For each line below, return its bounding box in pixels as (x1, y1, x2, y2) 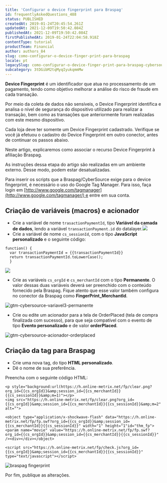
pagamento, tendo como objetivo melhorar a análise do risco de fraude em (5, 86, 159, 92)
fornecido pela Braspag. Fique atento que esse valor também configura (12, 287, 159, 293)
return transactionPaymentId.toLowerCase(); (9, 254, 103, 260)
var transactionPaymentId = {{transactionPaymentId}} (9, 250, 123, 255)
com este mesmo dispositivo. (5, 117, 66, 123)
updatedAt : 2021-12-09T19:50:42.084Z (5, 26, 83, 31)
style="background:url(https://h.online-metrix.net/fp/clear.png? (11, 384, 153, 389)
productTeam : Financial (5, 44, 55, 49)
